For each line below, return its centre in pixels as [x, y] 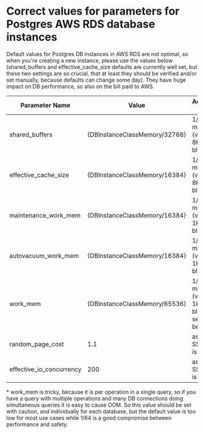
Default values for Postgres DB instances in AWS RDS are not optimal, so [97, 54]
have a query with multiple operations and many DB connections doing [95, 398]
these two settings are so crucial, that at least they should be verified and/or [102, 73]
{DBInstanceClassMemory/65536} [137, 304]
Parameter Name [46, 105]
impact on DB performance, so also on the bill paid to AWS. [80, 86]
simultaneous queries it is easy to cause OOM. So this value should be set [99, 405]
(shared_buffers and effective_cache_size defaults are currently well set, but [102, 67]
